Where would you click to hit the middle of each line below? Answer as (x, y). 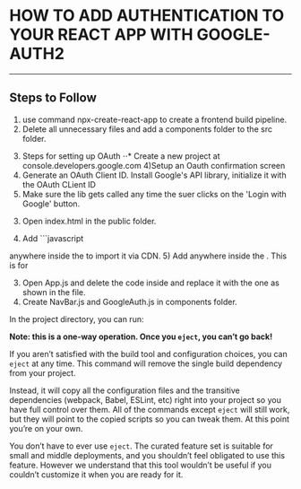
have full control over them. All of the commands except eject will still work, (150, 409)
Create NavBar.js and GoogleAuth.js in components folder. (129, 301)
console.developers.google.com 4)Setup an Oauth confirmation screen (154, 165)
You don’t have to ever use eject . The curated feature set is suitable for (141, 446)
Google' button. (51, 204)
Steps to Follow (53, 98)
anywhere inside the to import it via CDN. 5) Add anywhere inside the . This (148, 256)
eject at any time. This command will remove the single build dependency (146, 363)
